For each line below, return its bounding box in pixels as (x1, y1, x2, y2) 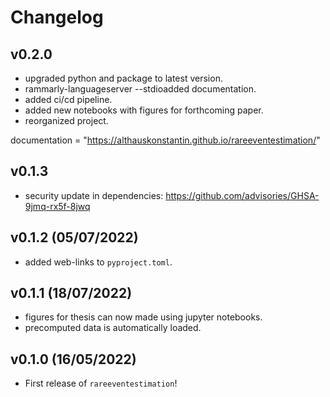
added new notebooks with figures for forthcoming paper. (24, 104, 264, 116)
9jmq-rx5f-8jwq (24, 200, 91, 212)
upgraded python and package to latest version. (24, 72, 223, 84)
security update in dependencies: (24, 189, 164, 201)
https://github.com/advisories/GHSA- (165, 189, 320, 201)
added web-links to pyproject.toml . (24, 256, 173, 268)
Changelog (10, 6, 104, 29)
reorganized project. (24, 115, 109, 126)
